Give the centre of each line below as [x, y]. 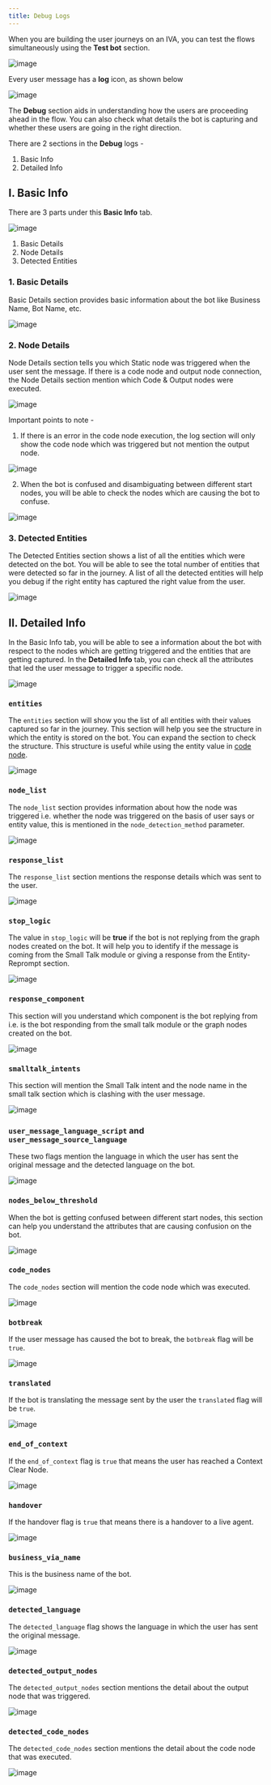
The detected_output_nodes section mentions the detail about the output [129, 1687]
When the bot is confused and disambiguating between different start [136, 485]
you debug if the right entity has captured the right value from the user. [127, 582]
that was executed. [40, 1757]
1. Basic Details [38, 282]
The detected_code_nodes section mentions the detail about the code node [132, 1749]
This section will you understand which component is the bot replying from [133, 1016]
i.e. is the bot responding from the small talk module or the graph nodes [128, 1024]
